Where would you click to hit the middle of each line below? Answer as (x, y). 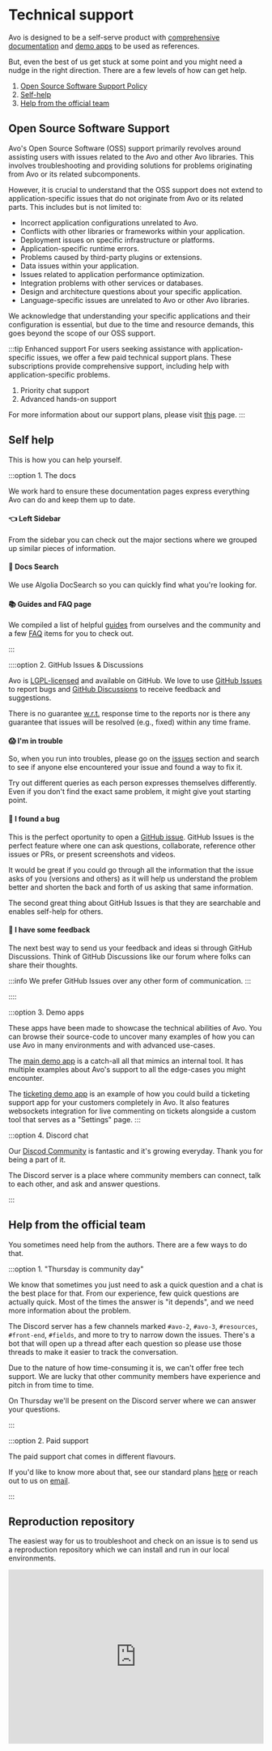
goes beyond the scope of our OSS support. (82, 333)
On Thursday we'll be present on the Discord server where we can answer (132, 1400)
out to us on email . (39, 1480)
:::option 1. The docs (42, 475)
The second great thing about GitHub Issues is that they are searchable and (135, 903)
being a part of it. (37, 1160)
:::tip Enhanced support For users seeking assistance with (105, 348)
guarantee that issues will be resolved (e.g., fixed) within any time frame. (130, 722)
